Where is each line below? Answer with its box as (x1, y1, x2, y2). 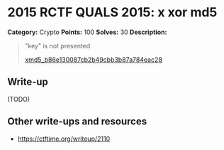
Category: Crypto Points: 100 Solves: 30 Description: (7, 28, 167, 36)
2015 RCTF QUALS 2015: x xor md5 (7, 4, 218, 21)
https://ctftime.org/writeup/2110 (17, 134, 111, 143)
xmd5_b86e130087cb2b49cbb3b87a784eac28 (24, 55, 163, 64)
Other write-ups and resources (7, 115, 147, 128)
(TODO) (7, 95, 30, 103)
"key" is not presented (24, 41, 91, 50)
